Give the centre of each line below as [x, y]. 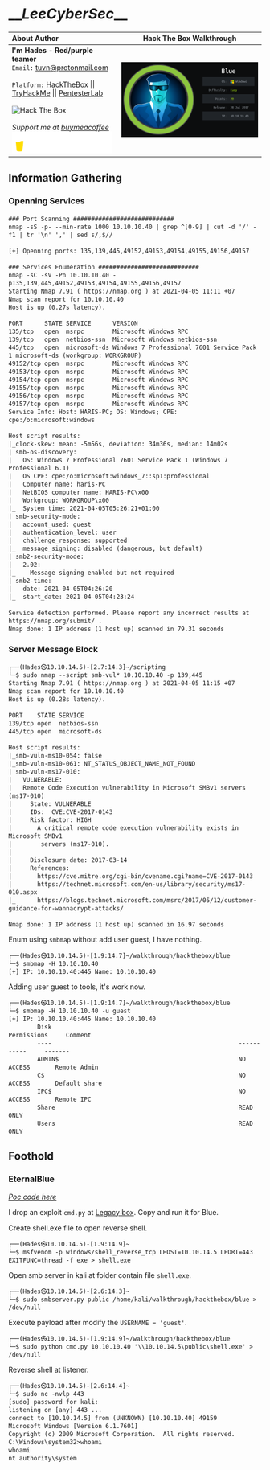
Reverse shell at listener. [49, 1369]
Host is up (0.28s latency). [57, 699]
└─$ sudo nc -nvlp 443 [46, 1394]
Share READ [145, 1107]
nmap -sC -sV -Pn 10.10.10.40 [59, 275]
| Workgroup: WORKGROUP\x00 [59, 500]
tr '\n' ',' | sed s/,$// [70, 235]
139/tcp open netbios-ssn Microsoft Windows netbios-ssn [113, 339]
